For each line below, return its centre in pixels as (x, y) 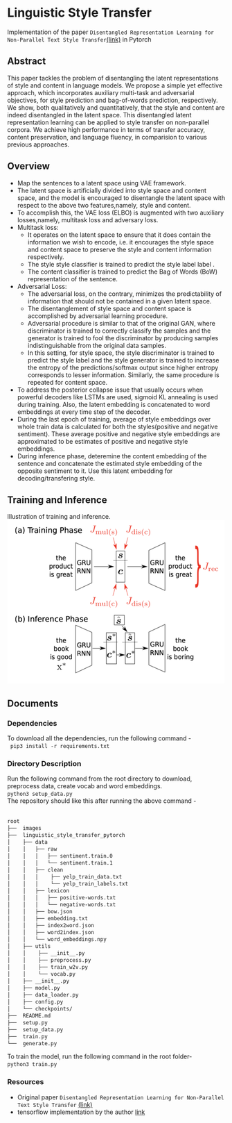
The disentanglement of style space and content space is (109, 308)
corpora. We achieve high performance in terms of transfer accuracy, (106, 129)
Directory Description (44, 763)
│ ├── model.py (34, 988)
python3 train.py (32, 1065)
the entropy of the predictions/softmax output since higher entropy (123, 367)
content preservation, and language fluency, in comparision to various (107, 137)
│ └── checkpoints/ (40, 1009)
